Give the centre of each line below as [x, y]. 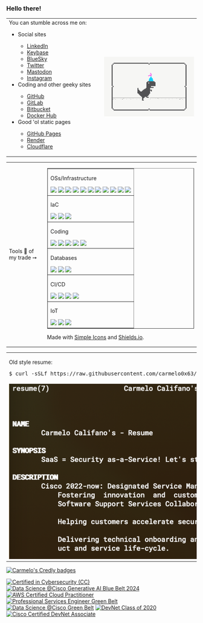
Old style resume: [31, 362]
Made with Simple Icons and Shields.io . [95, 337]
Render [36, 140]
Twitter [36, 65]
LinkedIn [37, 46]
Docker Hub [42, 115]
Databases [64, 257]
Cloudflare [40, 147]
